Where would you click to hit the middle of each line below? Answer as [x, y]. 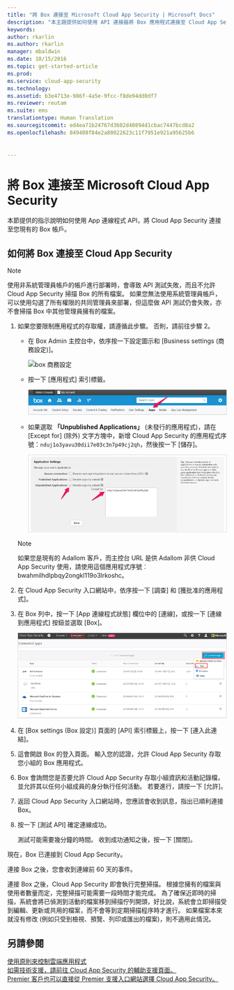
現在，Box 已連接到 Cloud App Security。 [67, 854]
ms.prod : [20, 73]
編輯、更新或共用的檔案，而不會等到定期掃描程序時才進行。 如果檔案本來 [118, 910]
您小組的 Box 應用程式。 [52, 763]
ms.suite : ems [28, 111]
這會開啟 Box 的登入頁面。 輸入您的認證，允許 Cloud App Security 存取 [119, 754]
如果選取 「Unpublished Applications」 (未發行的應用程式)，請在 [122, 427]
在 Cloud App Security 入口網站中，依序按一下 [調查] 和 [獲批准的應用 [117, 590]
